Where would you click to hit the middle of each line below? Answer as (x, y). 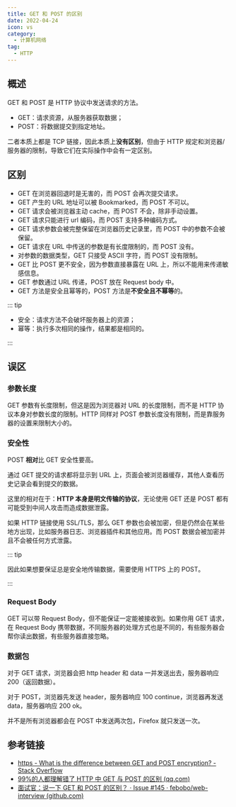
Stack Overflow (40, 770)
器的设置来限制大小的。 (41, 423)
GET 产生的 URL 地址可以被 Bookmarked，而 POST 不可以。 (105, 202)
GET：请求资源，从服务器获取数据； (70, 117)
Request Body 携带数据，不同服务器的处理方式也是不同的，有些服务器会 (120, 627)
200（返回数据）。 (34, 682)
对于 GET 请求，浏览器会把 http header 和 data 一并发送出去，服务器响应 (113, 673)
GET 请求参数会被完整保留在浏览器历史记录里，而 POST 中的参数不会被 (122, 228)
